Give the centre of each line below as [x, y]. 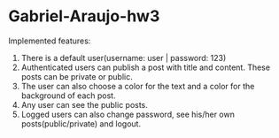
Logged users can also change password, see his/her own [128, 114]
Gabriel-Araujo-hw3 [84, 16]
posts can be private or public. [77, 76]
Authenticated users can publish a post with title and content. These [146, 67]
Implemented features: [50, 41]
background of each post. [68, 96]
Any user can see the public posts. [84, 104]
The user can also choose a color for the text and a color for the [138, 86]
